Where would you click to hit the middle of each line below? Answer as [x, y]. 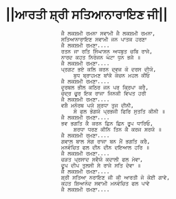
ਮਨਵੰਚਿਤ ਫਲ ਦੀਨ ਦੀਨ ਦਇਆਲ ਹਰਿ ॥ [105, 148]
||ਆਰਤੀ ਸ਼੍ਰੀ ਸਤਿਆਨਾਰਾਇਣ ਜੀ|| [87, 15]
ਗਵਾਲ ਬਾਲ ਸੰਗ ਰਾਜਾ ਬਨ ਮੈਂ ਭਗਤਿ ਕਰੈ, [106, 141]
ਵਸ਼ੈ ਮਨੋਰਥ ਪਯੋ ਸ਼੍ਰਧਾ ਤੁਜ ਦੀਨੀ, [97, 105]
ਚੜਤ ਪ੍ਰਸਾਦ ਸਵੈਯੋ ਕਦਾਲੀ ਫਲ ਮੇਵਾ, [102, 159]
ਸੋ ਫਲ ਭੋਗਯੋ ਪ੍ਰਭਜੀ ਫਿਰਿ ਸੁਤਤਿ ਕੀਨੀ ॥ [119, 111]
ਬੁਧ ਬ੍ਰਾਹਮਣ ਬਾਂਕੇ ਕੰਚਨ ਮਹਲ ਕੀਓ [112, 75]
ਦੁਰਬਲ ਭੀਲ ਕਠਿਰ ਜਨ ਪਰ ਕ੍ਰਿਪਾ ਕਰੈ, [104, 87]
